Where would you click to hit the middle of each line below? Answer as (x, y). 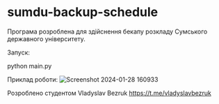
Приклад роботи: (33, 79)
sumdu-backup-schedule (83, 12)
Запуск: (18, 52)
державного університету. (46, 38)
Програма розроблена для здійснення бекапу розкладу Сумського (107, 31)
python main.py (30, 66)
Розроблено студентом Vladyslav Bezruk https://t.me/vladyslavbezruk (109, 93)
